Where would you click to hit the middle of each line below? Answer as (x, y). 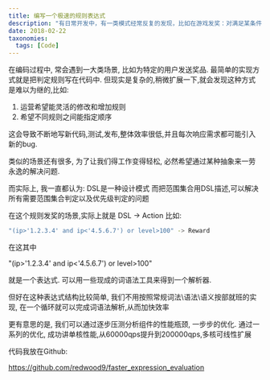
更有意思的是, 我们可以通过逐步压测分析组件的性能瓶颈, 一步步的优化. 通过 (131, 324)
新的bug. (23, 144)
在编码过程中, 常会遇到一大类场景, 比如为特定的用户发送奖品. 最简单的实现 (131, 70)
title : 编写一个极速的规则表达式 (57, 16)
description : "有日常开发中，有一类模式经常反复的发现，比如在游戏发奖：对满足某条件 (135, 23)
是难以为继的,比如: (39, 90)
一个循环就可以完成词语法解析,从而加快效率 (98, 307)
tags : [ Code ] (37, 46)
